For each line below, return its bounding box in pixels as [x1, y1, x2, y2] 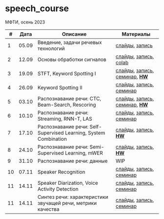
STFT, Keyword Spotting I [37, 70, 96, 77]
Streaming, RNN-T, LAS [37, 115, 92, 122]
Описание [61, 30, 87, 37]
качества [37, 206, 60, 213]
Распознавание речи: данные [37, 157, 108, 164]
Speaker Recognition [37, 168, 85, 175]
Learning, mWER [65, 150, 103, 156]
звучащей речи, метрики [37, 199, 97, 206]
